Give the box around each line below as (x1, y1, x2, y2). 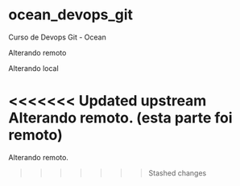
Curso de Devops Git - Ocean (8, 32, 106, 42)
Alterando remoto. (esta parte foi (8, 109, 233, 127)
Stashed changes (148, 167, 207, 178)
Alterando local (8, 63, 59, 73)
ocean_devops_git (8, 6, 134, 24)
